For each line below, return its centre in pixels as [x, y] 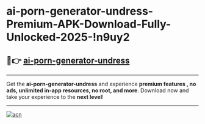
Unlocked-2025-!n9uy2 [68, 37]
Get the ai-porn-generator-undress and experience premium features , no [101, 84]
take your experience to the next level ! [55, 97]
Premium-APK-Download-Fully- [89, 24]
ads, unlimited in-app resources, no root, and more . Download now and [98, 90]
